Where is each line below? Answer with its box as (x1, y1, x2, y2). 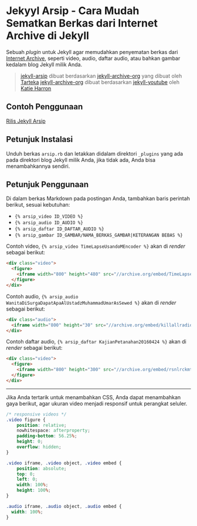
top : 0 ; (16, 471, 35, 477)
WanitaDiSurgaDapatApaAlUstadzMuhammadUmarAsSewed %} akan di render (6, 299, 176, 306)
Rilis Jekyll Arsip (6, 117, 46, 124)
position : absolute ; (16, 466, 67, 471)
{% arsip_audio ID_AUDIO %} (14, 220, 83, 226)
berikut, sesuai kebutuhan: (6, 201, 70, 208)
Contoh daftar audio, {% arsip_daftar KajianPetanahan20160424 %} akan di (6, 338, 186, 345)
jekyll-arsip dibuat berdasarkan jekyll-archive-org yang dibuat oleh (20, 72, 182, 79)
